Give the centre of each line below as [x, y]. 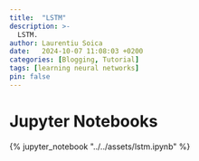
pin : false [30, 77]
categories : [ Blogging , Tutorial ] [75, 60]
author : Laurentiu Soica [56, 43]
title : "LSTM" [38, 18]
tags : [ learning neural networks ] [75, 69]
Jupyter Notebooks [84, 121]
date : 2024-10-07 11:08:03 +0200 [76, 52]
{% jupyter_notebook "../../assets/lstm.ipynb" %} [100, 147]
